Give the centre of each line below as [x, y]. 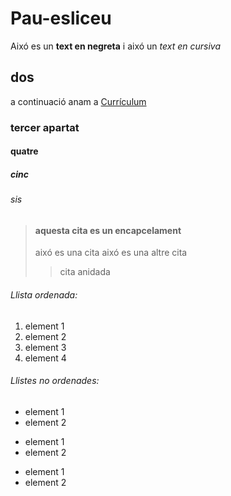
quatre [24, 151]
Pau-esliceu [61, 18]
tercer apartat [45, 127]
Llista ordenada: [44, 295]
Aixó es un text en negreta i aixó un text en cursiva [116, 46]
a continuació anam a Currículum [78, 101]
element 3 [45, 347]
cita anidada [85, 272]
